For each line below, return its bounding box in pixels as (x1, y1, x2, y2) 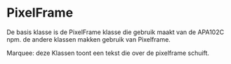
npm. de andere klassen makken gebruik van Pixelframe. (6, 35, 171, 43)
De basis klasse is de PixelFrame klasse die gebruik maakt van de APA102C (6, 28, 225, 36)
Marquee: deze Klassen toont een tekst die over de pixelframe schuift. (6, 49, 210, 57)
